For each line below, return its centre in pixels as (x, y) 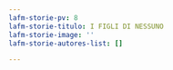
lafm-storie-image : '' (51, 35)
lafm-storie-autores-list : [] (66, 43)
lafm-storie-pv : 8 (43, 18)
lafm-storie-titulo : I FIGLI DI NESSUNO (86, 26)
